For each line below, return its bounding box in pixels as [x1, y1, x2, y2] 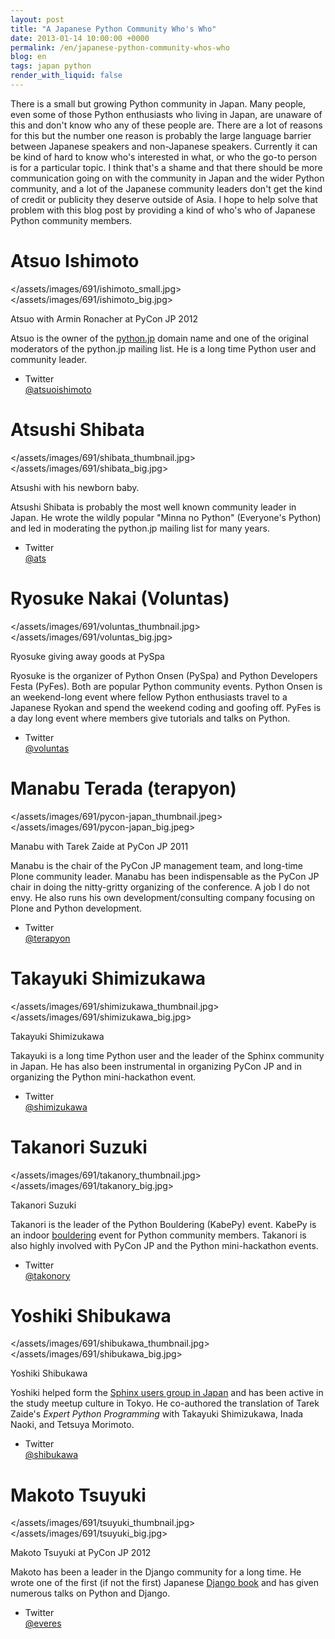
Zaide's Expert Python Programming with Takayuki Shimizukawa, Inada [10, 1408, 304, 1420]
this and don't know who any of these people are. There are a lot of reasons [10, 119, 323, 131]
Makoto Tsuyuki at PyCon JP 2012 [10, 1547, 152, 1559]
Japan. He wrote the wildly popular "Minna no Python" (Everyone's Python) [10, 511, 322, 523]
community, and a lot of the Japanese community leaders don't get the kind [10, 182, 323, 195]
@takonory [24, 1269, 71, 1281]
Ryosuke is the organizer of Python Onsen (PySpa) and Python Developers [10, 669, 318, 681]
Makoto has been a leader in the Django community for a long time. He [10, 1566, 302, 1578]
